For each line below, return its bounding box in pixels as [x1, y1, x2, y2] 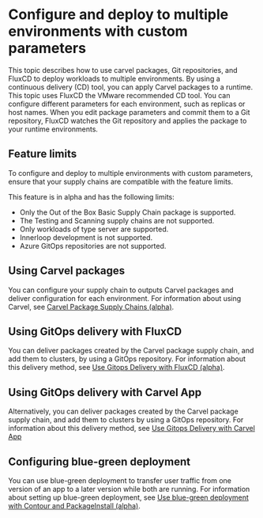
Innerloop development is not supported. [19, 232, 153, 242]
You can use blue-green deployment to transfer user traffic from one [8, 476, 231, 485]
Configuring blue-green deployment [8, 455, 191, 468]
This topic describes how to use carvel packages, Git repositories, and [8, 65, 239, 74]
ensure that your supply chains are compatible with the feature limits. [8, 177, 234, 186]
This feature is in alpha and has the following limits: [8, 192, 175, 201]
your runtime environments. [8, 124, 99, 134]
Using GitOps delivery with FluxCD [8, 325, 182, 338]
